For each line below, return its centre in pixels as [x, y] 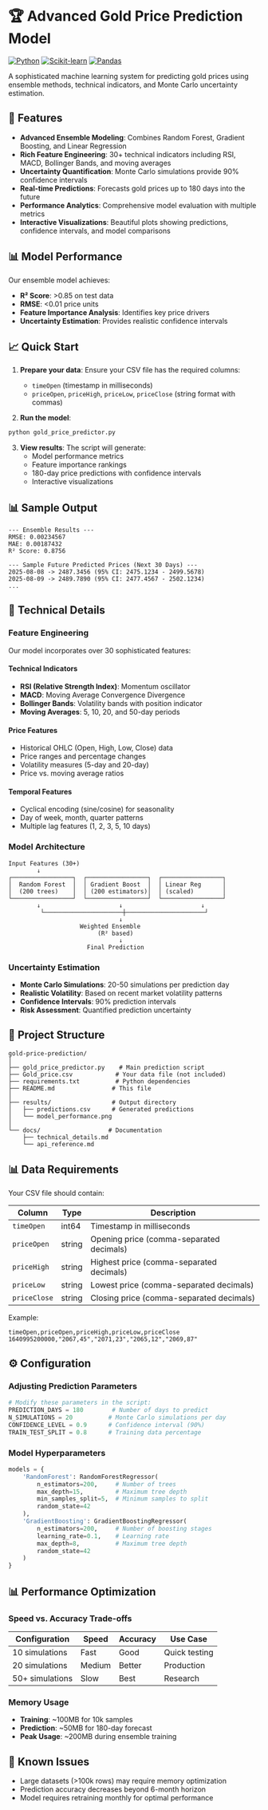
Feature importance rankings [79, 465]
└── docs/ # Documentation [85, 1130]
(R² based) [115, 933]
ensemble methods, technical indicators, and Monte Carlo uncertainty [123, 85]
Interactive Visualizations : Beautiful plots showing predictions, [124, 222]
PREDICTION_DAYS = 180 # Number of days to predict [108, 1410]
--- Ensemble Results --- [51, 530]
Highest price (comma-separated [154, 1262]
